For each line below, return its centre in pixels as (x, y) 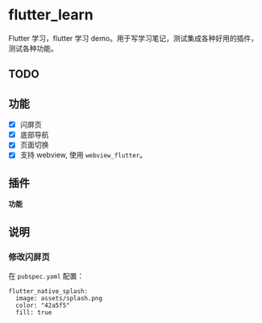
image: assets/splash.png (59, 298)
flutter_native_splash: (48, 291)
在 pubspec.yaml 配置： (46, 275)
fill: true (34, 313)
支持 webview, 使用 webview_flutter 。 (83, 155)
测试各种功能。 (33, 48)
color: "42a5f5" (43, 305)
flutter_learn (51, 15)
